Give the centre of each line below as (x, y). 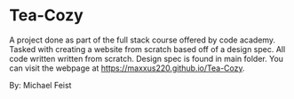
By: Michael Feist (40, 85)
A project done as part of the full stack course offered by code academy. (143, 40)
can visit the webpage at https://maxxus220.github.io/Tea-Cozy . (127, 68)
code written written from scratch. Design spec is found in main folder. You (147, 58)
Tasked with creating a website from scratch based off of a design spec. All (147, 49)
